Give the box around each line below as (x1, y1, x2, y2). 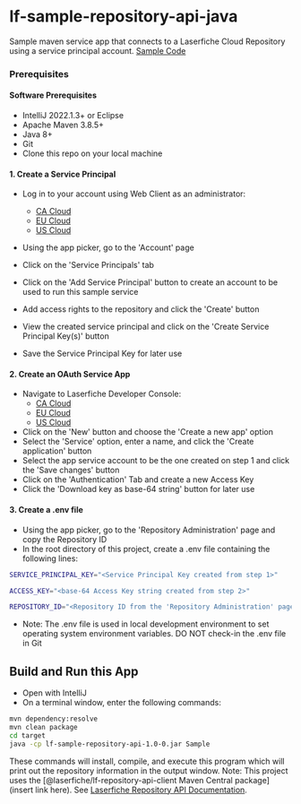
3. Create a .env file (9, 505, 83, 515)
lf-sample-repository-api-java (9, 6, 238, 27)
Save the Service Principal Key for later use (21, 348, 183, 359)
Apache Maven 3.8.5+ (21, 119, 105, 131)
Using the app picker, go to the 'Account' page (21, 242, 194, 253)
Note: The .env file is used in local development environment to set (21, 618, 270, 629)
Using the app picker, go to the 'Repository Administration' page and (21, 524, 276, 535)
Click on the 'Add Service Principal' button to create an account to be (21, 277, 279, 288)
